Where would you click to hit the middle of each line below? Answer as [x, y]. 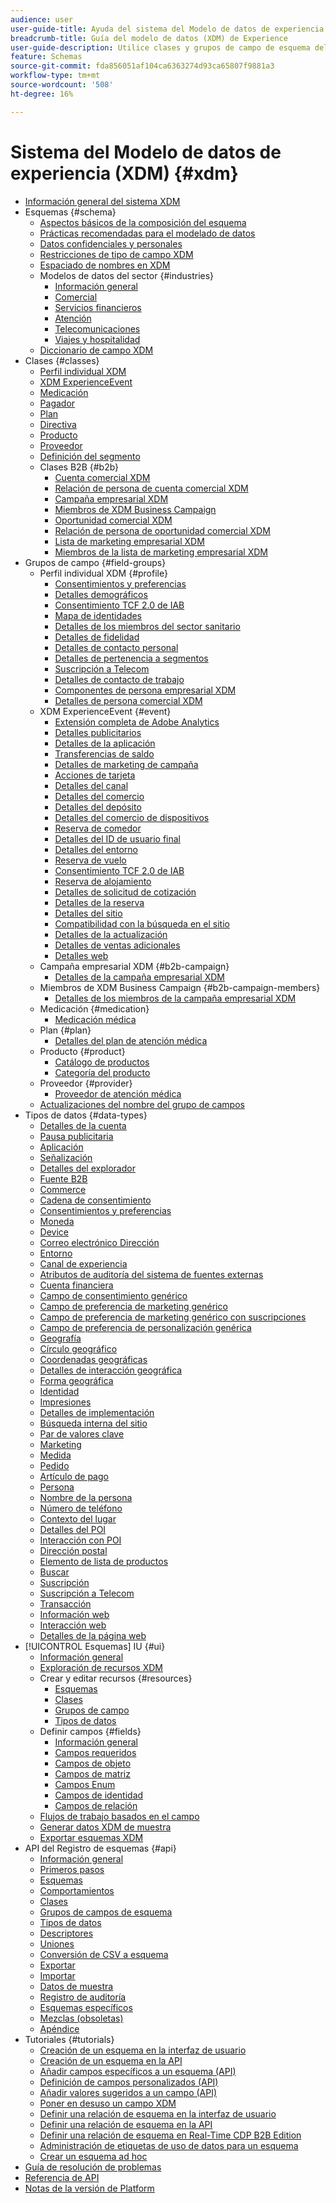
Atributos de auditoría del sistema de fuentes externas [151, 1274]
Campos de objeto [93, 1763]
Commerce [63, 1189]
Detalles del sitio [88, 913]
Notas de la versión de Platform [89, 2188]
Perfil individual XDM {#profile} [103, 573]
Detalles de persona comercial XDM [128, 700]
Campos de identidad [99, 1795]
